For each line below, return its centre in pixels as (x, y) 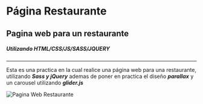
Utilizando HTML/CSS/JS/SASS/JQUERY (58, 49)
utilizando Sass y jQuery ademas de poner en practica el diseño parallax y (100, 76)
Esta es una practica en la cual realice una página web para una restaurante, (101, 70)
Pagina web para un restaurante (68, 34)
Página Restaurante (56, 11)
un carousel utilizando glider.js (45, 82)
